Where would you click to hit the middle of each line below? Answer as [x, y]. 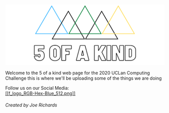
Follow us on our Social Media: [37, 88]
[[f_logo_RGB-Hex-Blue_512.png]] [40, 93]
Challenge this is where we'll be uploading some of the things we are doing [83, 78]
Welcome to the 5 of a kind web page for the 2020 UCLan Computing [78, 73]
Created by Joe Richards [31, 105]
